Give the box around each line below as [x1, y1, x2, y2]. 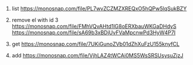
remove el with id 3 [11, 17, 59, 23]
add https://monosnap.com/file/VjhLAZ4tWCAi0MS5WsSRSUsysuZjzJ [11, 52, 184, 58]
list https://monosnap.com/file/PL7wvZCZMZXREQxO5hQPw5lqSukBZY [11, 5, 187, 12]
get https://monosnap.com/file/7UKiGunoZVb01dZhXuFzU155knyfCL [11, 41, 180, 47]
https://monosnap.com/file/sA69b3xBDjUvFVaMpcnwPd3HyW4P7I [11, 29, 176, 36]
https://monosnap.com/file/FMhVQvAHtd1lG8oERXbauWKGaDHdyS [11, 23, 176, 30]
